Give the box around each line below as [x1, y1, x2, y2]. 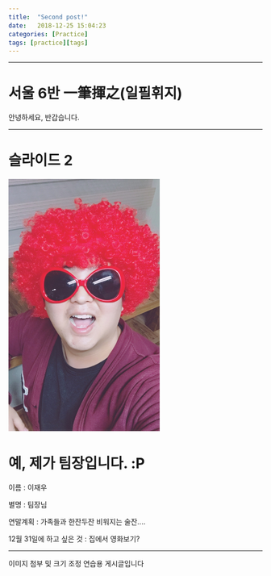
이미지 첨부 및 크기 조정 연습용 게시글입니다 [8, 559, 144, 569]
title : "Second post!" [8, 13, 89, 21]
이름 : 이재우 [8, 482, 48, 492]
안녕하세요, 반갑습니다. [8, 113, 80, 123]
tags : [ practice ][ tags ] [8, 39, 89, 47]
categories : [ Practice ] [8, 30, 89, 38]
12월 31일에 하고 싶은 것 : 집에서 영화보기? [8, 534, 140, 544]
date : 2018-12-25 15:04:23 [8, 21, 106, 30]
